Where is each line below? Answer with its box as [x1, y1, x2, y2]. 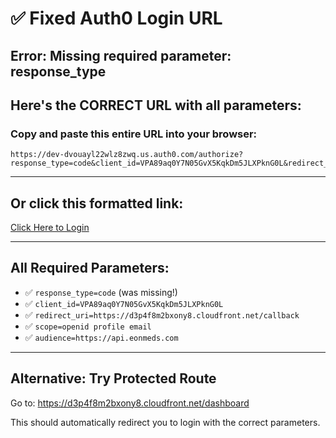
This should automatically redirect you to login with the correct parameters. [10, 416, 321, 428]
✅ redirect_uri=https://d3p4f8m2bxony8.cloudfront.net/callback [24, 308, 300, 321]
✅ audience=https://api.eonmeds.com [24, 331, 179, 343]
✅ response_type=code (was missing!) [24, 286, 178, 298]
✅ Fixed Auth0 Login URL [10, 7, 223, 30]
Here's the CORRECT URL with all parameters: [10, 97, 302, 114]
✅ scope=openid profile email [24, 320, 152, 332]
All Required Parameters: [10, 260, 170, 277]
